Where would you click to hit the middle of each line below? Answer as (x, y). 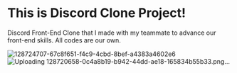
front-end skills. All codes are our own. (64, 40)
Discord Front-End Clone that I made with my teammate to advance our (112, 33)
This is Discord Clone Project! (97, 13)
